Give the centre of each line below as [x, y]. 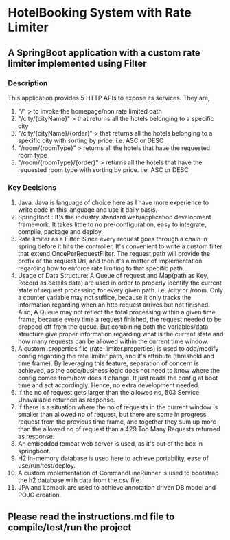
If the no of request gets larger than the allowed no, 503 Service [108, 393]
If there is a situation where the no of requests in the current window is [118, 407]
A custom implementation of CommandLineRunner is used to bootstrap [118, 473]
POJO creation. [39, 495]
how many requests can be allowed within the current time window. [113, 341]
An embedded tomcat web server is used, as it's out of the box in [110, 444]
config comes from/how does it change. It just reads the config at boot [118, 378]
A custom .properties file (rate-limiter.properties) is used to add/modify [118, 349]
